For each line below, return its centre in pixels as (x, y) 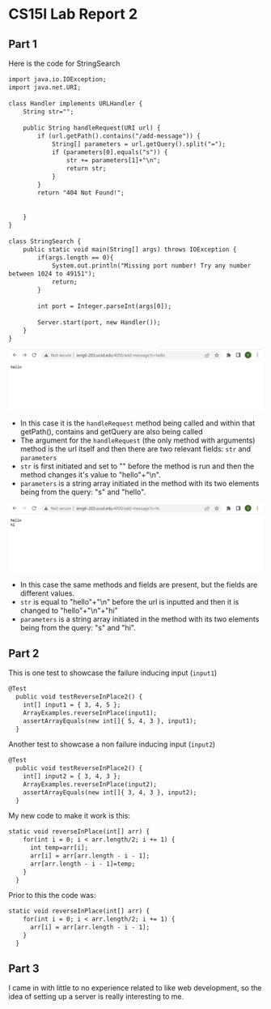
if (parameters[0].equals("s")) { (110, 152)
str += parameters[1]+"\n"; (113, 160)
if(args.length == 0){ (76, 258)
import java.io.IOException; (57, 79)
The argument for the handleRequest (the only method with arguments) (138, 440)
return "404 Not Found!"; (81, 193)
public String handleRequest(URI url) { (92, 128)
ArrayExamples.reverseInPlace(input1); (90, 713)
